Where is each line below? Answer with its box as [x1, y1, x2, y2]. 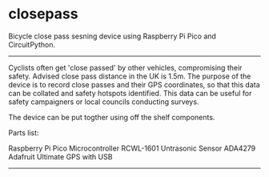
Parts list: [8, 127, 39, 137]
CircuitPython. [8, 39, 56, 49]
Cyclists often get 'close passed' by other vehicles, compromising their [8, 62, 243, 72]
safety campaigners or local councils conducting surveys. [8, 97, 199, 107]
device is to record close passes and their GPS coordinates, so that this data [8, 79, 260, 89]
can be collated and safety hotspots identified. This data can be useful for [8, 88, 252, 98]
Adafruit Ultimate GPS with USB [8, 151, 113, 161]
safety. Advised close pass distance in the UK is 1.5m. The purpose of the [8, 71, 251, 81]
